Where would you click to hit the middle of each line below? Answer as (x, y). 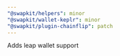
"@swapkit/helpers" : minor (46, 13)
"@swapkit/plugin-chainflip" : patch (60, 26)
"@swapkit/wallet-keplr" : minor (54, 20)
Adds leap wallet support (43, 46)
